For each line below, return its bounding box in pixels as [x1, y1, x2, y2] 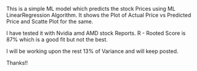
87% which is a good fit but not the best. [6, 36, 108, 43]
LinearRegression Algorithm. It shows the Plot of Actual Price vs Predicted [6, 11, 192, 19]
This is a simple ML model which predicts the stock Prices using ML [6, 5, 176, 12]
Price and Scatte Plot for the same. [6, 18, 93, 25]
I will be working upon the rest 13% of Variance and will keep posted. [6, 48, 179, 55]
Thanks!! [6, 60, 28, 66]
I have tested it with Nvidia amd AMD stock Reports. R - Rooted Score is [6, 29, 186, 37]
